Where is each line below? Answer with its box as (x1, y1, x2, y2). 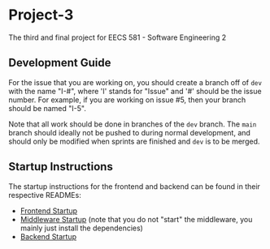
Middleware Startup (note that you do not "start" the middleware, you (20, 214, 253, 224)
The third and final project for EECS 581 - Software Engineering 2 (8, 32, 226, 42)
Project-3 (8, 6, 74, 24)
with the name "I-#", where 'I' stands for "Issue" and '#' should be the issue (8, 86, 262, 96)
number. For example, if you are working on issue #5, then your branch (8, 95, 246, 105)
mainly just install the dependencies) (20, 223, 144, 233)
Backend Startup (20, 231, 77, 241)
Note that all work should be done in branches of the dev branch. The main (8, 119, 257, 129)
